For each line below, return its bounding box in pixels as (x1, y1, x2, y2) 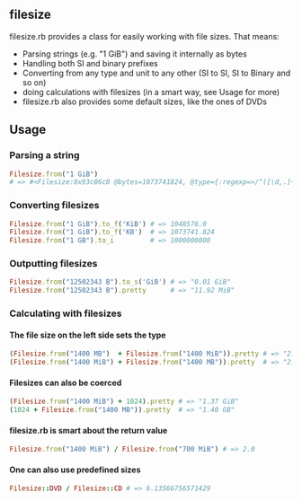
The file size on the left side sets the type (9, 330, 166, 340)
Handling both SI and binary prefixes (22, 57, 159, 68)
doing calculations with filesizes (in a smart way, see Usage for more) (22, 86, 280, 97)
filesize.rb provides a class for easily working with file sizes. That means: (9, 31, 280, 41)
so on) (22, 76, 47, 88)
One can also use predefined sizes (9, 464, 141, 475)
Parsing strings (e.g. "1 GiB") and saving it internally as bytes (22, 48, 247, 59)
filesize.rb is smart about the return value (9, 425, 168, 435)
